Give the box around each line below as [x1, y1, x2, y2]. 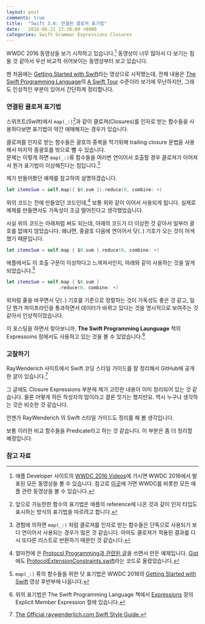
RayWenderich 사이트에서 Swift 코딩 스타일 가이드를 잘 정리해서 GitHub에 [6, 365, 184, 372]
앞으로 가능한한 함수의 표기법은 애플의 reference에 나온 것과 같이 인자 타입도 [15, 500, 198, 508]
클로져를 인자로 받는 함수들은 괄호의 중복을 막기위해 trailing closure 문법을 [6, 138, 184, 146]
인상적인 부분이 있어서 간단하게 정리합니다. [12, 85, 114, 92]
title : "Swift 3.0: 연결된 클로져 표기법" [6, 20, 107, 26]
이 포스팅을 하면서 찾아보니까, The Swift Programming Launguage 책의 [6, 325, 181, 333]
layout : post [6, 9, 40, 15]
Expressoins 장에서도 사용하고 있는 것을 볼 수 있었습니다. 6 [6, 332, 145, 340]
